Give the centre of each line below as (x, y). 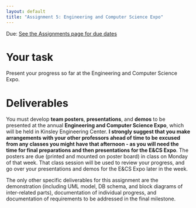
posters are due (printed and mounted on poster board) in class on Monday (97, 157)
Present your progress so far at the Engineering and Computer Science (92, 73)
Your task (30, 57)
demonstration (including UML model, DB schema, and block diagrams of (94, 186)
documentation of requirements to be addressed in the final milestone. (91, 199)
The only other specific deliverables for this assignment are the (82, 180)
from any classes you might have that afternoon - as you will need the (93, 144)
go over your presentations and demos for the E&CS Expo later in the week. (97, 169)
